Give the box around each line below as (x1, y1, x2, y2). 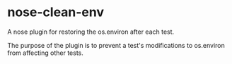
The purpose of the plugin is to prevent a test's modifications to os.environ (7, 41, 225, 49)
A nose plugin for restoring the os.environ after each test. (7, 27, 175, 36)
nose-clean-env (7, 4, 105, 20)
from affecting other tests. (7, 49, 83, 57)
